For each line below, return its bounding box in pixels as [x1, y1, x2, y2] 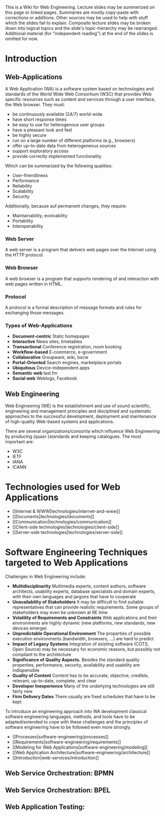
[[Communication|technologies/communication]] [12, 519, 112, 525]
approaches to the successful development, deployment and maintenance [5, 413, 157, 419]
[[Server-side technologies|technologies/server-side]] [12, 529, 123, 535]
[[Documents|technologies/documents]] [12, 513, 95, 519]
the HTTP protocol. [5, 252, 44, 258]
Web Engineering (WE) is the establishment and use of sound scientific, [5, 403, 151, 409]
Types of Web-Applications [5, 322, 73, 329]
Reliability [12, 183, 32, 189]
